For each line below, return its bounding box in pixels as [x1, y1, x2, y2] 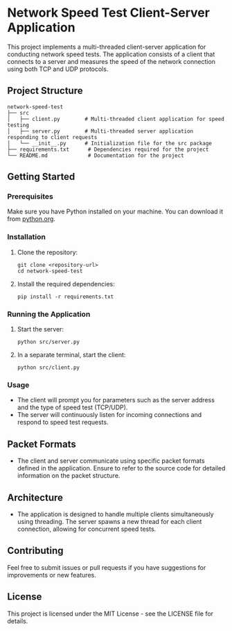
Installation [7, 232, 46, 242]
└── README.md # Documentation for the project [7, 151, 185, 159]
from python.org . [7, 215, 55, 223]
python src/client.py [17, 364, 80, 371]
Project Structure [7, 85, 83, 97]
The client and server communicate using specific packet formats [17, 457, 206, 465]
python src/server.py [17, 338, 80, 345]
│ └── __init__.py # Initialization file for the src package [7, 140, 213, 147]
